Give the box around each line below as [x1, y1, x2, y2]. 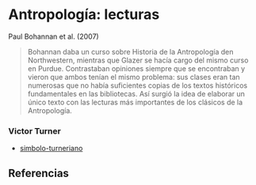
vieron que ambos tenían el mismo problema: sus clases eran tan [27, 72, 240, 81]
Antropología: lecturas [8, 6, 160, 24]
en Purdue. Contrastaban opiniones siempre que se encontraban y [27, 63, 246, 73]
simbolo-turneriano [19, 144, 83, 153]
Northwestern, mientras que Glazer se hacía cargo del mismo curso [27, 55, 249, 65]
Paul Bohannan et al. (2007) [8, 32, 99, 41]
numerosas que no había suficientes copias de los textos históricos [27, 81, 248, 90]
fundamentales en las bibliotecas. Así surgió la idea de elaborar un [27, 89, 246, 98]
